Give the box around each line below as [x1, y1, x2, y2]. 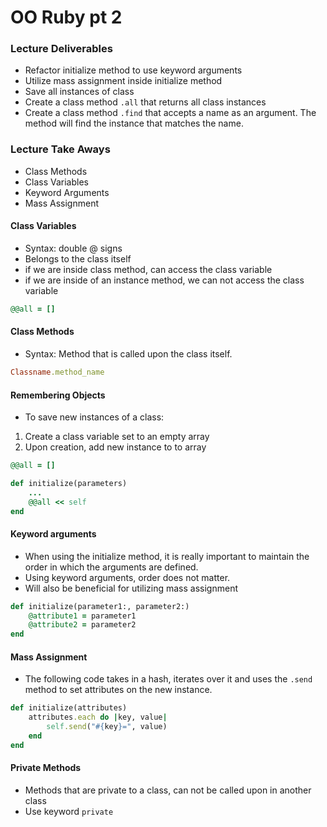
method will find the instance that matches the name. [24, 117, 244, 130]
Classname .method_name [10, 367, 105, 378]
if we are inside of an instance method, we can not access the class [24, 274, 305, 286]
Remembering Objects [10, 389, 106, 401]
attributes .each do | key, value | [28, 712, 168, 723]
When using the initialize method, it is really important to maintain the [24, 550, 310, 562]
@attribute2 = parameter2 [28, 620, 137, 630]
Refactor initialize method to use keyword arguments [24, 64, 243, 76]
